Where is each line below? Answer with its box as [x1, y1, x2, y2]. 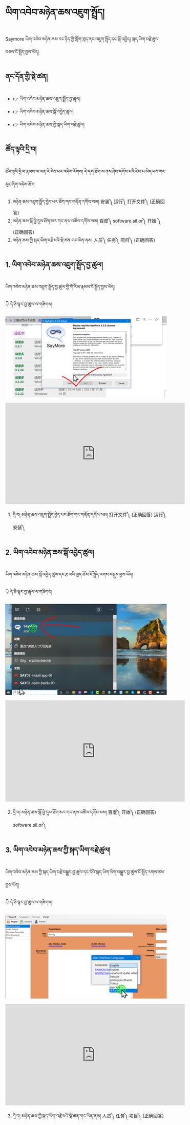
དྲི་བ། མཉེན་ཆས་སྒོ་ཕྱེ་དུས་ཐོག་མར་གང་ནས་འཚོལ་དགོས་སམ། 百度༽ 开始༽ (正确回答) [12, 809, 156, 815]
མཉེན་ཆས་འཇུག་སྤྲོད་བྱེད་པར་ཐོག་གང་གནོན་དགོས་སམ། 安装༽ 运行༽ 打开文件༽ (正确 [12, 198, 160, 205]
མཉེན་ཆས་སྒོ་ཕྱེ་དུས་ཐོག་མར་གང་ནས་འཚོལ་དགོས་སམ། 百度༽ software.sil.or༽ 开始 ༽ [12, 217, 161, 224]
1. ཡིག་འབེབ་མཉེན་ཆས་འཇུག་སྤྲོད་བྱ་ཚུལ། [5, 260, 103, 269]
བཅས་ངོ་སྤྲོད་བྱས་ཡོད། [5, 48, 39, 55]
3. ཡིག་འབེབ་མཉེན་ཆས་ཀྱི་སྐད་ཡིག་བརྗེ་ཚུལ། [5, 845, 111, 854]
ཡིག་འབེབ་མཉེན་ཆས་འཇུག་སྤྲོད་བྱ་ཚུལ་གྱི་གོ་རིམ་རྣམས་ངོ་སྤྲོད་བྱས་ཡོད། [5, 284, 115, 290]
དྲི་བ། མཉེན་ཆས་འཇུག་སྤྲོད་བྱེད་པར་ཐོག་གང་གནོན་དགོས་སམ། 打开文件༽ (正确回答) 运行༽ [12, 512, 166, 518]
